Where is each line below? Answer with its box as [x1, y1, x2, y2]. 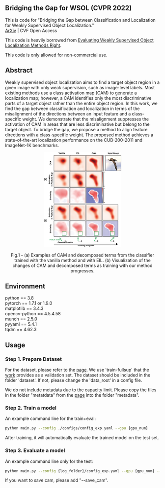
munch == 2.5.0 [5, 316, 38, 322]
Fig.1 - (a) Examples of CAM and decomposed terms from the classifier [10, 252, 155, 258]
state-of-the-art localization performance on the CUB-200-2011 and [5, 137, 142, 143]
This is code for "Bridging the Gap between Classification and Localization [5, 17, 156, 23]
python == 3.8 [5, 295, 34, 301]
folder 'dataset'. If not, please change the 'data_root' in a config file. [5, 377, 142, 383]
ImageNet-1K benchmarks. [5, 142, 59, 148]
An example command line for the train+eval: [5, 415, 96, 421]
